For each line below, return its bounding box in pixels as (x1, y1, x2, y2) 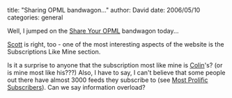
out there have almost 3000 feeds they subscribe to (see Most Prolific (7, 76, 208, 84)
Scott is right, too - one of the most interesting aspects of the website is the (7, 40, 224, 48)
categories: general (7, 13, 63, 22)
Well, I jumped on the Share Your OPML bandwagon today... (7, 27, 179, 35)
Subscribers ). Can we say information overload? (7, 83, 146, 91)
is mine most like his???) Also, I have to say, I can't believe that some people (7, 69, 226, 76)
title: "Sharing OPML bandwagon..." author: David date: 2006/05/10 (7, 6, 201, 14)
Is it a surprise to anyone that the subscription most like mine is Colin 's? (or (7, 61, 223, 69)
